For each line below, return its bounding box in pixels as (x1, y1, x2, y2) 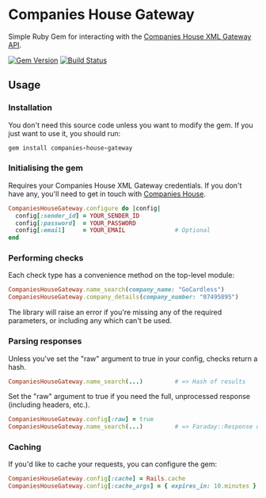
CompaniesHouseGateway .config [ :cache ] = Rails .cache (8, 475, 186, 483)
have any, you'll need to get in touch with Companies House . (8, 188, 206, 199)
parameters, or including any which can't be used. (8, 316, 173, 325)
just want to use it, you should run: (8, 128, 121, 138)
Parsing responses (8, 336, 82, 347)
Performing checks (8, 253, 84, 264)
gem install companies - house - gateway (8, 144, 133, 152)
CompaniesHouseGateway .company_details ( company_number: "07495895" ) (8, 293, 239, 302)
